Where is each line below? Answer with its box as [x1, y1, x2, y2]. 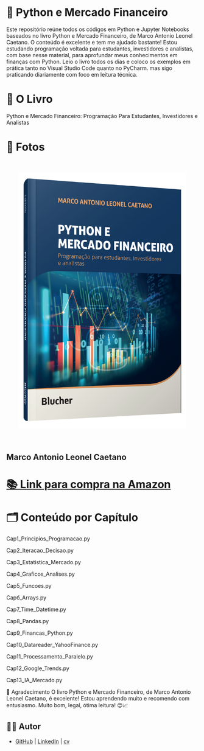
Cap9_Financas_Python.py [6, 629, 73, 637]
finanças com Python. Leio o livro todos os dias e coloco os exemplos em [6, 58, 191, 65]
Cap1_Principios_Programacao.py [6, 535, 90, 542]
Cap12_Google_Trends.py [6, 665, 70, 672]
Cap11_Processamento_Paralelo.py [6, 652, 93, 660]
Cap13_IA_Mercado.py [6, 676, 63, 683]
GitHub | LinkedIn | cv [15, 738, 70, 745]
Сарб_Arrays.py [6, 593, 47, 601]
